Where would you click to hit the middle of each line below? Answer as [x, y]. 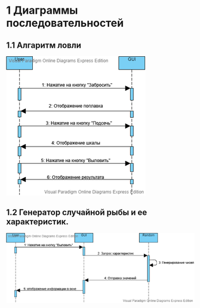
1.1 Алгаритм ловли [44, 45]
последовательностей [65, 23]
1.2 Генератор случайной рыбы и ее [77, 213]
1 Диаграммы [42, 10]
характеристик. [37, 222]
